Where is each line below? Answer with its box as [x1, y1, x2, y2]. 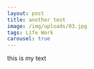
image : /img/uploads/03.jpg [7, 23, 88, 29]
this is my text [7, 54, 47, 62]
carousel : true [7, 36, 51, 42]
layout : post [7, 10, 45, 17]
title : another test [7, 16, 67, 23]
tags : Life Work [7, 29, 54, 36]
